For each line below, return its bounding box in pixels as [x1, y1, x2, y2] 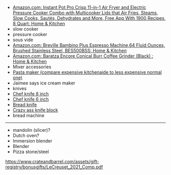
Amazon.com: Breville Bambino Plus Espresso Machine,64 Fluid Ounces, [12, 42, 165, 48]
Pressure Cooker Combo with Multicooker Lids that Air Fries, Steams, [12, 10, 158, 16]
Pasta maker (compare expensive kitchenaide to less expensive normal [12, 69, 162, 75]
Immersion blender [12, 138, 52, 144]
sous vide [12, 37, 34, 43]
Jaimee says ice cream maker [12, 80, 75, 86]
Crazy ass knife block [12, 107, 59, 113]
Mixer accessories [12, 64, 52, 70]
